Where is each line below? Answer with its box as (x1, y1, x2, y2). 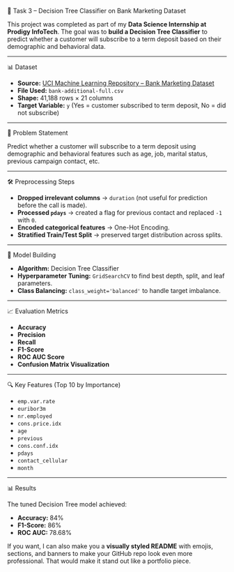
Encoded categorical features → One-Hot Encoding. (17, 223, 170, 232)
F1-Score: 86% (17, 521, 61, 529)
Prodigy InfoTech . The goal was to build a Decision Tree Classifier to (7, 28, 208, 36)
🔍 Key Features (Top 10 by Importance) (7, 381, 121, 389)
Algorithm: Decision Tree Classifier (17, 264, 120, 272)
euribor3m (17, 405, 47, 412)
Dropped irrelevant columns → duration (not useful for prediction (17, 194, 208, 202)
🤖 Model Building (7, 251, 56, 259)
